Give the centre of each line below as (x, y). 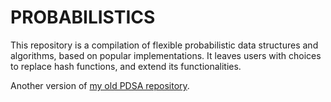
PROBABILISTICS (83, 17)
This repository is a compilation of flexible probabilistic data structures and (164, 45)
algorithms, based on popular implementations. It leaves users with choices (166, 55)
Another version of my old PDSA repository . (100, 85)
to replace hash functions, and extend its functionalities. (126, 66)
